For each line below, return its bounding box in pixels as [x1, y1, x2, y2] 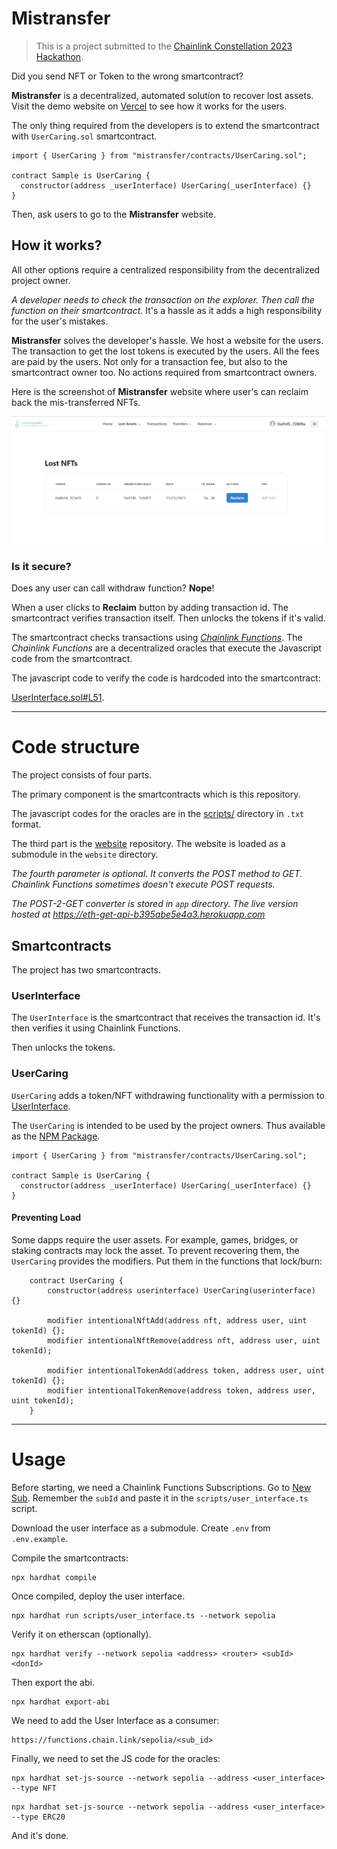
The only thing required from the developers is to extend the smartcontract [11, 119, 320, 131]
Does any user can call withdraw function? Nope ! [11, 582, 215, 594]
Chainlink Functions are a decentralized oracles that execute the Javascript [11, 642, 322, 654]
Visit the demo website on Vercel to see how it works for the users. [11, 100, 288, 112]
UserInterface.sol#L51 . [11, 692, 105, 704]
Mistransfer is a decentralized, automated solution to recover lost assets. [11, 89, 314, 101]
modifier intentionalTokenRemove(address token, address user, [47, 1385, 316, 1396]
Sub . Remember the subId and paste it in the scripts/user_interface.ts [11, 1492, 309, 1504]
